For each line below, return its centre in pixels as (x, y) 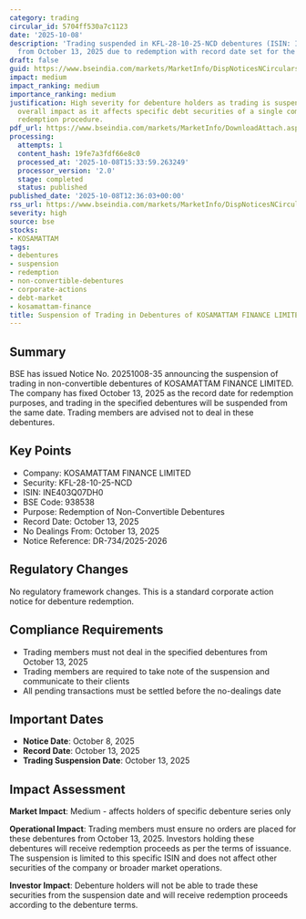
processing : (32, 137)
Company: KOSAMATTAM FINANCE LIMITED (107, 473)
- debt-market (36, 298)
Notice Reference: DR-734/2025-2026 (95, 540)
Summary (38, 352)
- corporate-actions (49, 289)
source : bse (32, 221)
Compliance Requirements (87, 630)
